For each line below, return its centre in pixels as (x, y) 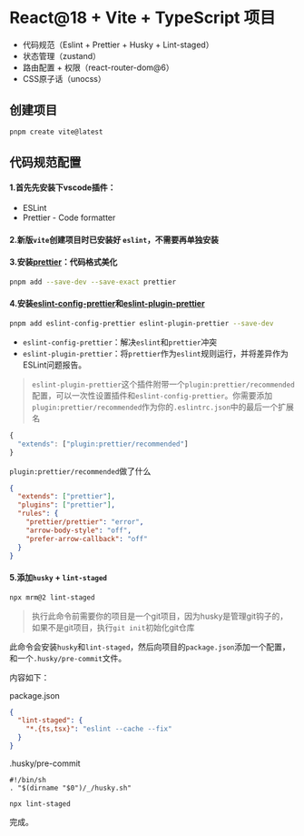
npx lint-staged (40, 804)
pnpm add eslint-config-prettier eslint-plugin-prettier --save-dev (142, 324)
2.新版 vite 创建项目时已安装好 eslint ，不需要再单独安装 (114, 239)
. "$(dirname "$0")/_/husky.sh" (70, 788)
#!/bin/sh (28, 780)
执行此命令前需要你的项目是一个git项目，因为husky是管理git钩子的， (160, 616)
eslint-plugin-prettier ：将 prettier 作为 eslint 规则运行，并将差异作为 (155, 353)
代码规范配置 (45, 162)
